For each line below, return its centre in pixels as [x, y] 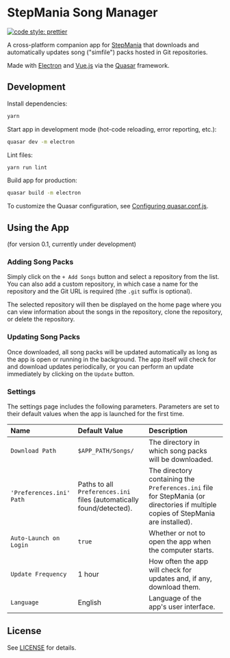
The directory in [174, 442]
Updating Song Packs [44, 337]
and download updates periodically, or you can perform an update [100, 366]
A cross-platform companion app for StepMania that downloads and [103, 45]
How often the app [178, 561]
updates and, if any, [180, 578]
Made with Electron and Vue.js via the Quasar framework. [88, 65]
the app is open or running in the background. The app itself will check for [112, 359]
